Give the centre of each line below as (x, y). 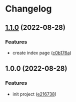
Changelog (28, 9)
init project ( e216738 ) (34, 94)
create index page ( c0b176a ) (42, 53)
